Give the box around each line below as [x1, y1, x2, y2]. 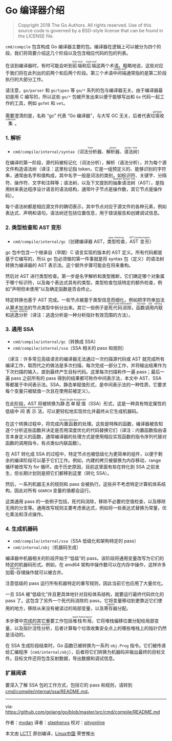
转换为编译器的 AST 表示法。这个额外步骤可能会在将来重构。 [5, 262, 134, 268]
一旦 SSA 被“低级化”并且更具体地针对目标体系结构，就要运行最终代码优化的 [5, 591, 164, 597]
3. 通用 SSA [5, 326, 34, 333]
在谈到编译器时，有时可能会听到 [5, 62, 73, 68]
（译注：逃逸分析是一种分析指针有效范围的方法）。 [28, 312, 133, 318]
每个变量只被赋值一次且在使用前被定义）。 [5, 388, 93, 394]
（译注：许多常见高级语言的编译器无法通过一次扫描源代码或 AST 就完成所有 [5, 355, 165, 362]
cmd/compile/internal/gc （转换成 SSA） [12, 338, 99, 345]
